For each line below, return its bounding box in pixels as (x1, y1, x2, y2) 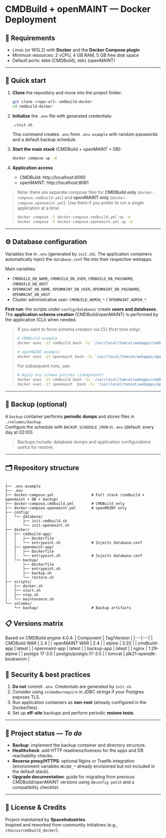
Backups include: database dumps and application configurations (17, 439, 151, 445)
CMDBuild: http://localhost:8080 (19, 175, 86, 181)
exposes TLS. (12, 694, 41, 700)
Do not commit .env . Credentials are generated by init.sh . (12, 684, 132, 690)
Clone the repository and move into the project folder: (12, 89, 123, 95)
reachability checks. (12, 753, 54, 759)
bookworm (5, 656, 27, 662)
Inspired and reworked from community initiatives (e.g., (5, 822, 118, 828)
